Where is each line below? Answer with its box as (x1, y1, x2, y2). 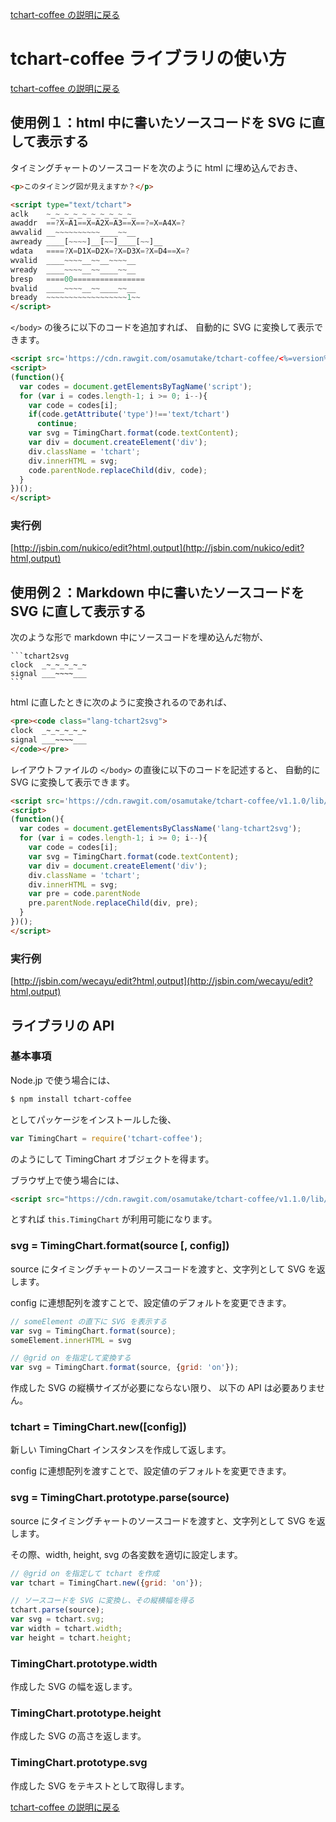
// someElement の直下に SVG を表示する (10, 1316, 168, 1327)
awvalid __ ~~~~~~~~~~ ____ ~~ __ (10, 228, 137, 238)
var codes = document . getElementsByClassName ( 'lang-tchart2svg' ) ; (19, 824, 302, 834)
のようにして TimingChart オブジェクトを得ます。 (10, 1153, 215, 1165)
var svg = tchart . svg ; (10, 1614, 105, 1625)
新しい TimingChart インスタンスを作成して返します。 (10, 1444, 232, 1456)
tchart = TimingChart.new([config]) (10, 1420, 187, 1434)
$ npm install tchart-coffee (10, 1094, 132, 1104)
